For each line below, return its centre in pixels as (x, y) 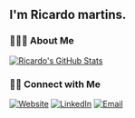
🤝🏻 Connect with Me (55, 84)
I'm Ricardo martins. (68, 15)
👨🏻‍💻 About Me (42, 41)
